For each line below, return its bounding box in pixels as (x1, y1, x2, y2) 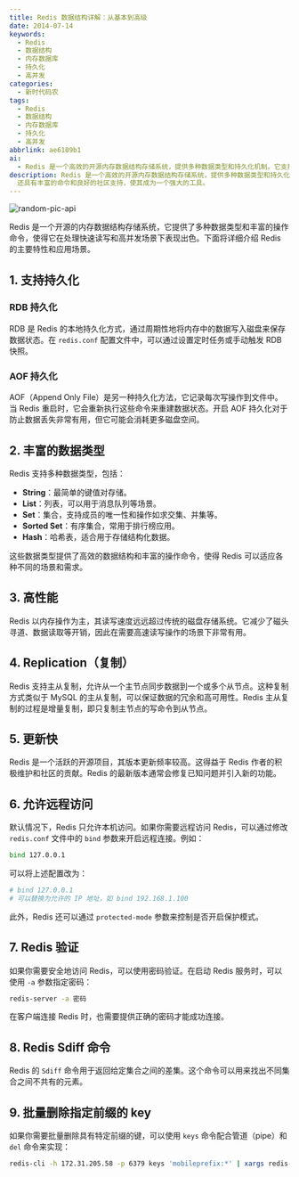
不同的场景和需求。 (16, 561, 87, 572)
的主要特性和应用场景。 (9, 244, 95, 255)
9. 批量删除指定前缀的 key (9, 1105, 151, 1120)
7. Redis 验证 (9, 940, 79, 955)
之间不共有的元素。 (16, 1076, 87, 1087)
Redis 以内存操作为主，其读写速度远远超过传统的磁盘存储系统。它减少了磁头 (9, 616, 289, 626)
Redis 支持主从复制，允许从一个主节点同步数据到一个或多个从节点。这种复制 (9, 681, 289, 691)
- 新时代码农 (17, 87, 60, 96)
